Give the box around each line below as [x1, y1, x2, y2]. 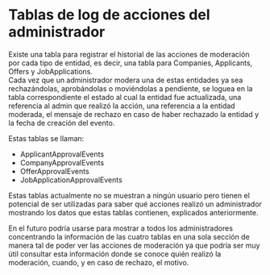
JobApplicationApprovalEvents [19, 175, 123, 185]
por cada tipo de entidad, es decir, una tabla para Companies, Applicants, [8, 58, 253, 68]
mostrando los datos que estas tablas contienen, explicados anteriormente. [8, 207, 260, 217]
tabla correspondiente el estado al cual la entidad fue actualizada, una [8, 92, 242, 102]
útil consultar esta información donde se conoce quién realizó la [8, 248, 222, 259]
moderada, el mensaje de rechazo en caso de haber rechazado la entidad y [8, 109, 260, 119]
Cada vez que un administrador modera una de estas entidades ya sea [8, 75, 243, 85]
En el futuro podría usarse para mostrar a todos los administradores [8, 223, 234, 233]
